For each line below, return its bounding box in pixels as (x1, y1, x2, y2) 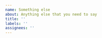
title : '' (5, 16, 26, 21)
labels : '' (5, 21, 28, 26)
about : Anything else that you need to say (5, 12, 97, 17)
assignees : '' (5, 26, 35, 31)
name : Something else (5, 7, 50, 12)
